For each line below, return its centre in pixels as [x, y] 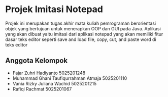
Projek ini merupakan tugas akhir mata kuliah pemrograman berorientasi [81, 23]
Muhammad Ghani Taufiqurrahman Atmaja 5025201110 [70, 78]
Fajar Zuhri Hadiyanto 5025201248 [49, 73]
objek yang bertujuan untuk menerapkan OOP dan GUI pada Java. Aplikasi [83, 28]
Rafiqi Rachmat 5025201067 [42, 89]
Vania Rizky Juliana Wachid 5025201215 [55, 83]
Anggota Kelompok [36, 61]
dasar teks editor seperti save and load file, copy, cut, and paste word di [81, 39]
